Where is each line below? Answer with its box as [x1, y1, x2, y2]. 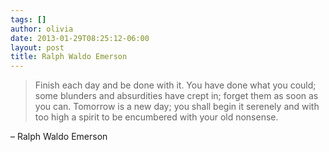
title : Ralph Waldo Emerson [10, 52, 128, 62]
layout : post [10, 42, 65, 53]
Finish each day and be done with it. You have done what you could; [34, 79, 317, 91]
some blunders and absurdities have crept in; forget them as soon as [34, 90, 319, 102]
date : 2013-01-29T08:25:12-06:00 [10, 33, 150, 43]
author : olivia [10, 24, 74, 34]
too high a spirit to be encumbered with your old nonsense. [34, 111, 279, 123]
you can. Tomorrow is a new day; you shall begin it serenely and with [34, 101, 320, 113]
